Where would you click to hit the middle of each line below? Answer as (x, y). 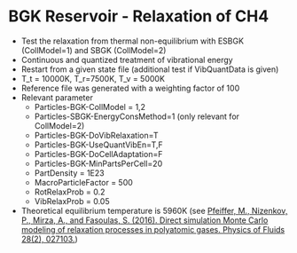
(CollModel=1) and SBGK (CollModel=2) (94, 50)
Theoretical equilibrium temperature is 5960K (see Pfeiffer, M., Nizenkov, (154, 210)
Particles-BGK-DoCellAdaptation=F (98, 154)
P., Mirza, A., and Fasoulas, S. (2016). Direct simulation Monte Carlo (145, 220)
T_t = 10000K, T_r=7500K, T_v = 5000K (93, 78)
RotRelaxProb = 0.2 (70, 192)
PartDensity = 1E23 (69, 173)
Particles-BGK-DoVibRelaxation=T (96, 135)
